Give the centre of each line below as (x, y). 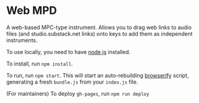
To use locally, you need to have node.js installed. (68, 51)
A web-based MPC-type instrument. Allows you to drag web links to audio (99, 27)
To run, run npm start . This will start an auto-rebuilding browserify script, (98, 75)
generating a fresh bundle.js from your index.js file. (72, 82)
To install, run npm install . (40, 64)
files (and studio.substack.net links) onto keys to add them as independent (99, 33)
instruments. (22, 40)
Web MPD (32, 11)
